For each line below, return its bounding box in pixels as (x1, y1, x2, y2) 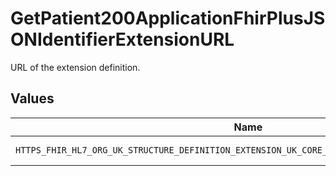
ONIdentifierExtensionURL (10, 28, 235, 51)
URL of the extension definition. (10, 61, 141, 73)
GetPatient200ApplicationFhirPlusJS (10, 7, 326, 30)
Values (10, 90, 55, 107)
